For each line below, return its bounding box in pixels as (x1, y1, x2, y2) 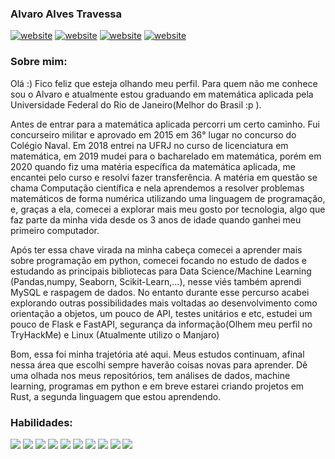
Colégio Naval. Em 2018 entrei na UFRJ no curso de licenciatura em (10, 139, 289, 151)
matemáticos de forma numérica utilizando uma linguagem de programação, (10, 192, 326, 204)
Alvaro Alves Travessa (10, 7, 122, 21)
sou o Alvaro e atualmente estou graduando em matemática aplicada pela (10, 88, 314, 100)
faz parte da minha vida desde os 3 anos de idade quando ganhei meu (10, 213, 302, 226)
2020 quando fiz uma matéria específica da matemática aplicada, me (10, 160, 296, 172)
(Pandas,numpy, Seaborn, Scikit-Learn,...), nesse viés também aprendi (10, 275, 302, 287)
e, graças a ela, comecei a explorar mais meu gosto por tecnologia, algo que (10, 203, 326, 215)
